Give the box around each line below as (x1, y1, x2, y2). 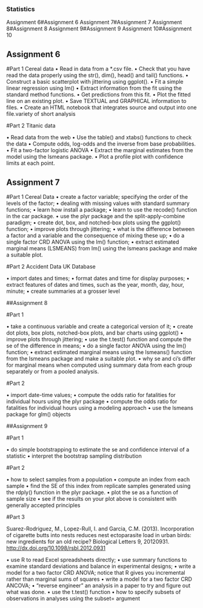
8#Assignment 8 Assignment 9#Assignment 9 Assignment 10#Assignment (6, 25, 192, 32)
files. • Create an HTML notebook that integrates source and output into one (6, 104, 197, 111)
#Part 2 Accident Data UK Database (6, 262, 96, 270)
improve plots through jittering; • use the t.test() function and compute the (6, 335, 192, 342)
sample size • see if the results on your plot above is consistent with (6, 495, 177, 502)
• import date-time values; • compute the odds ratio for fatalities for (6, 391, 176, 398)
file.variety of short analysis (6, 110, 76, 118)
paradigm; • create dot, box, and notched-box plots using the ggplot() (6, 219, 181, 226)
